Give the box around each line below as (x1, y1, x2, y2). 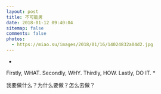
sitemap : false (6, 25, 44, 31)
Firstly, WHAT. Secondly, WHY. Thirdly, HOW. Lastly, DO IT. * (6, 69, 156, 76)
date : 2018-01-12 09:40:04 (6, 20, 73, 25)
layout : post (6, 8, 39, 15)
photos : (6, 36, 26, 42)
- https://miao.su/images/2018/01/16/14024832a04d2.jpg (11, 42, 153, 48)
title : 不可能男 (6, 14, 43, 20)
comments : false (6, 31, 47, 37)
